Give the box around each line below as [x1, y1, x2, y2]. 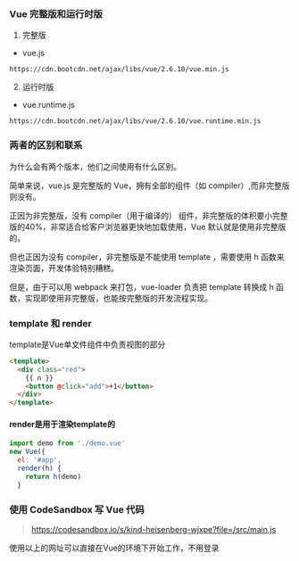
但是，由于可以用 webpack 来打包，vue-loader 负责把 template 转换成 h [9, 281, 274, 292]
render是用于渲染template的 [9, 418, 116, 429]
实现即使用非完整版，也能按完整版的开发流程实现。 [24, 293, 212, 303]
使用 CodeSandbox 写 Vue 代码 [9, 503, 145, 516]
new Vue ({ [9, 448, 46, 457]
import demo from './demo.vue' [9, 439, 126, 448]
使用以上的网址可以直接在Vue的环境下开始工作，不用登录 [9, 542, 220, 553]
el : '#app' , [17, 456, 62, 465]
